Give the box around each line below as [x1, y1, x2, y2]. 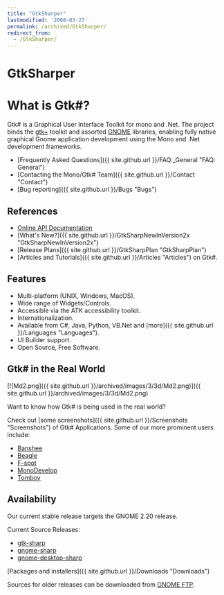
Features [7, 273, 46, 285]
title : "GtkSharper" [7, 10, 67, 17]
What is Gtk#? [7, 98, 90, 113]
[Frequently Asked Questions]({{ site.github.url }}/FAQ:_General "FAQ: [17, 156, 216, 164]
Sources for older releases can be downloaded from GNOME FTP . [7, 580, 195, 589]
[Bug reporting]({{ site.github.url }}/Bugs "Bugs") [17, 185, 157, 194]
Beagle [17, 451, 38, 459]
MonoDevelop [17, 465, 57, 474]
